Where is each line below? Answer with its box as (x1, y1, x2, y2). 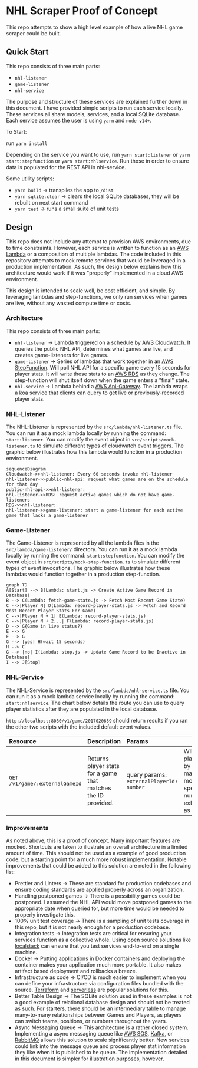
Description (87, 737, 121, 745)
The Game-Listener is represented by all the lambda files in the (6, 539, 159, 546)
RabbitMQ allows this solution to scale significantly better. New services (14, 1036, 190, 1044)
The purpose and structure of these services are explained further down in (6, 98, 188, 105)
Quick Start (6, 47, 49, 57)
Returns (87, 754, 109, 763)
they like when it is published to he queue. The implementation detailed (14, 1049, 188, 1056)
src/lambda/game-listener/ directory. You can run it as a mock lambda (6, 546, 178, 553)
